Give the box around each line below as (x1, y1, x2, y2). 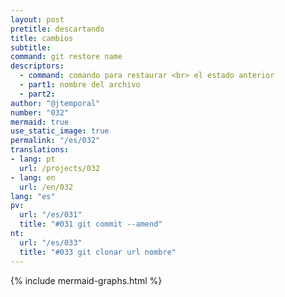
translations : (10, 145, 70, 155)
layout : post (10, 14, 65, 25)
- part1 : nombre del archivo (19, 80, 141, 90)
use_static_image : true (10, 126, 110, 136)
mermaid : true (10, 117, 70, 127)
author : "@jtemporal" (10, 98, 101, 108)
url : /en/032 (19, 182, 74, 192)
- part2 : (19, 89, 56, 99)
